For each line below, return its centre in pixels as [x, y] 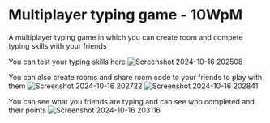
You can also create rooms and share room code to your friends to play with [135, 77]
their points [28, 110]
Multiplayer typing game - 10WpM [126, 15]
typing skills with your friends [58, 45]
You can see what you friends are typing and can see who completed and [132, 101]
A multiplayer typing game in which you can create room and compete [126, 37]
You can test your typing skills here [67, 61]
